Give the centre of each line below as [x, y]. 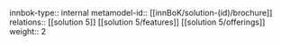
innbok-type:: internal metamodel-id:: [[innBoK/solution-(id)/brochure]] [141, 13]
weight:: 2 [28, 31]
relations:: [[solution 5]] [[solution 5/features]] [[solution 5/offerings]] [137, 22]
